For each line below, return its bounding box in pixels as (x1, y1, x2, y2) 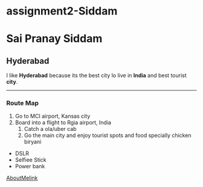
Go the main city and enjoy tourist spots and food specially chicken (24, 132, 192, 139)
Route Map (6, 99, 39, 107)
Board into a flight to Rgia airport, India (14, 119, 112, 126)
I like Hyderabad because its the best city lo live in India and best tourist (6, 72, 187, 79)
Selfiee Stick (14, 156, 47, 163)
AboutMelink (6, 174, 38, 182)
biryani (24, 138, 42, 145)
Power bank (14, 163, 45, 170)
